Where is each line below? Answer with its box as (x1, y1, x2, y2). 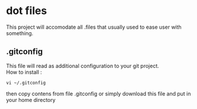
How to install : (6, 69, 42, 76)
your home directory (6, 96, 56, 103)
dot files (6, 4, 47, 18)
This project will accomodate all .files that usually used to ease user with (6, 23, 182, 30)
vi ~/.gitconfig (6, 80, 46, 86)
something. (6, 29, 34, 36)
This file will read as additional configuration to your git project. (6, 62, 159, 69)
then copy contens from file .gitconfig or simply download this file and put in (6, 90, 191, 97)
